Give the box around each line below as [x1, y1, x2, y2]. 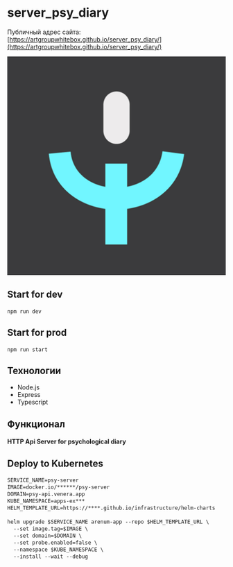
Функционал [7, 418, 66, 430]
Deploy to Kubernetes [7, 457, 104, 469]
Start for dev [7, 289, 63, 301]
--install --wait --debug [13, 553, 89, 560]
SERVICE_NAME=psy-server [7, 477, 79, 484]
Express [17, 391, 41, 399]
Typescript [17, 398, 49, 407]
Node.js [17, 383, 40, 391]
